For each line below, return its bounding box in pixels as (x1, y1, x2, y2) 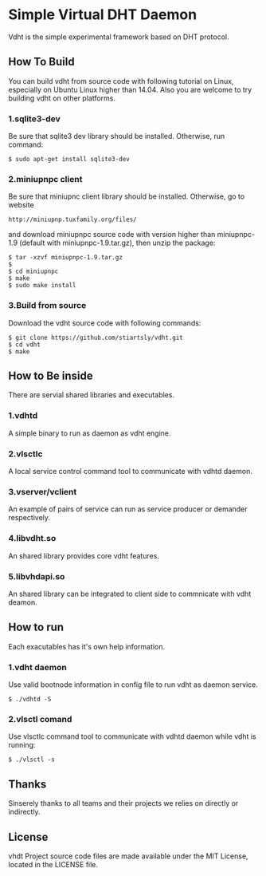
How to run (8, 621, 65, 634)
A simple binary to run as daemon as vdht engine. (8, 428, 171, 438)
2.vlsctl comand (8, 713, 72, 724)
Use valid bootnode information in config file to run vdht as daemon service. (8, 680, 259, 689)
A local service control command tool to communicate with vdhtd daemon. (8, 467, 253, 476)
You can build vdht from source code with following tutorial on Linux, (8, 76, 234, 85)
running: (8, 740, 36, 750)
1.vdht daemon (8, 661, 68, 673)
